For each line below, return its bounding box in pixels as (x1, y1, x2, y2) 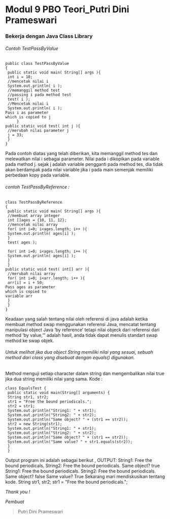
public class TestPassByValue (5, 61, 70, 66)
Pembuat (5, 499, 24, 505)
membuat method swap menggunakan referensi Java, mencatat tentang (5, 321, 156, 327)
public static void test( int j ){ (5, 123, 81, 129)
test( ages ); (7, 240, 38, 245)
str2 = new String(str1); (7, 421, 62, 427)
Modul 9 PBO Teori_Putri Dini (5, 4, 129, 15)
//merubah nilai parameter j (7, 128, 70, 133)
